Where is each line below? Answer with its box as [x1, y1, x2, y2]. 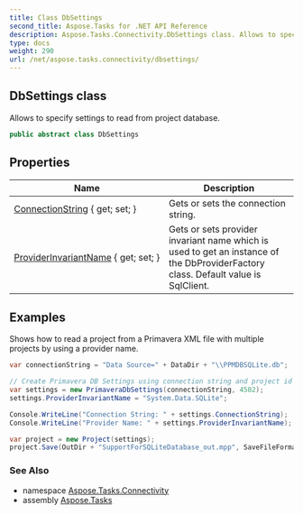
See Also [9, 464, 50, 477]
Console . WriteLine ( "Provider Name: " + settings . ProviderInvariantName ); [9, 418, 293, 427]
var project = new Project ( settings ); [9, 435, 155, 444]
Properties [9, 155, 70, 170]
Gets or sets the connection [168, 197, 286, 209]
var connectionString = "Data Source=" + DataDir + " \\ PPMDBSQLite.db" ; [9, 361, 289, 370]
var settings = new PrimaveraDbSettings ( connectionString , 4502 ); [9, 385, 264, 395]
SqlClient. [168, 279, 210, 291]
